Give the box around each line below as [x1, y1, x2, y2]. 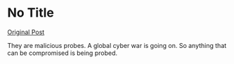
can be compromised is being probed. [7, 49, 118, 57]
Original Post [7, 28, 45, 36]
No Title [7, 5, 55, 21]
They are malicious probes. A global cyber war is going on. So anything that [7, 41, 227, 49]
